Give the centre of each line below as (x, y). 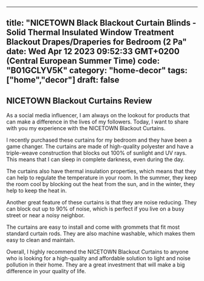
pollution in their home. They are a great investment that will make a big (96, 265)
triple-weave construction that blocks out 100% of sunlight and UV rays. (97, 153)
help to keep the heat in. (36, 191)
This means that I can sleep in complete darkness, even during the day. (96, 159)
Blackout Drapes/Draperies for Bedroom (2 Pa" (97, 42)
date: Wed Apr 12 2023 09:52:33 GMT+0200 (93, 51)
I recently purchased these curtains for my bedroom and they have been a (99, 140)
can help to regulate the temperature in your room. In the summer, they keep (102, 178)
